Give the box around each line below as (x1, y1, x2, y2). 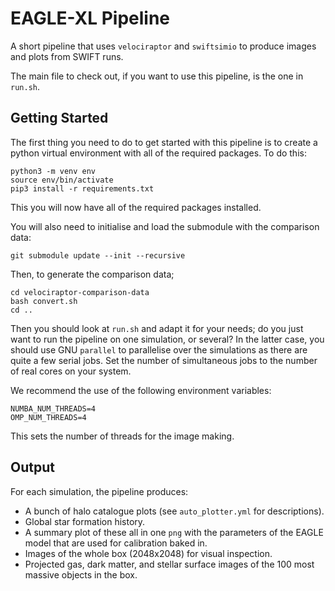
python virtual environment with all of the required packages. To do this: (10, 147, 307, 159)
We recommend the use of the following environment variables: (10, 384, 272, 396)
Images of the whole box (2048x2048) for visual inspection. (24, 547, 273, 559)
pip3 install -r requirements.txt (10, 183, 155, 194)
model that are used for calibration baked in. (24, 537, 208, 549)
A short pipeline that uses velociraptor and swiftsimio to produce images (10, 40, 317, 52)
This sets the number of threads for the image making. (10, 430, 235, 442)
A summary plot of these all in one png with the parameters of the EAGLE (24, 526, 324, 538)
